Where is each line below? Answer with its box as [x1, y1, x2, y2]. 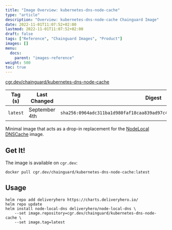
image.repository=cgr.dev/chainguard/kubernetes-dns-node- [28, 210, 157, 216]
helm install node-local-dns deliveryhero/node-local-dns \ [5, 206, 137, 211]
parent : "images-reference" [14, 55, 74, 61]
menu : [5, 46, 17, 51]
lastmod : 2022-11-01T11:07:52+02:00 [5, 27, 83, 32]
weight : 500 [5, 60, 31, 65]
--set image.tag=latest [14, 219, 66, 225]
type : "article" [5, 12, 40, 17]
